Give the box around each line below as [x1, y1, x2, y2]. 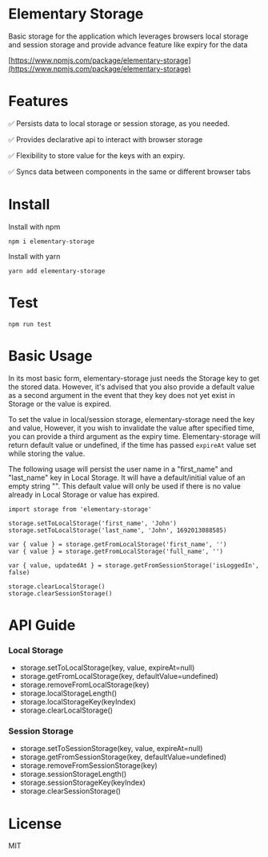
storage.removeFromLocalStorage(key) [19, 680, 150, 690]
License [8, 814, 62, 833]
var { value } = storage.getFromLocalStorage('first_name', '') [8, 540, 227, 548]
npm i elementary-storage [8, 238, 94, 246]
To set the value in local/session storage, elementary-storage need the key [8, 414, 255, 424]
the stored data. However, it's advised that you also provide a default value [8, 382, 255, 392]
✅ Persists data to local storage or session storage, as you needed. [8, 118, 230, 128]
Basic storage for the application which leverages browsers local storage [8, 31, 249, 41]
